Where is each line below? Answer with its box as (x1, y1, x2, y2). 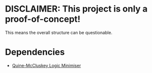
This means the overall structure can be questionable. (5, 29, 113, 35)
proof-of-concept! (5, 14, 81, 25)
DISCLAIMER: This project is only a (5, 3, 148, 15)
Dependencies (5, 47, 65, 58)
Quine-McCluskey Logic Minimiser (12, 62, 81, 68)
